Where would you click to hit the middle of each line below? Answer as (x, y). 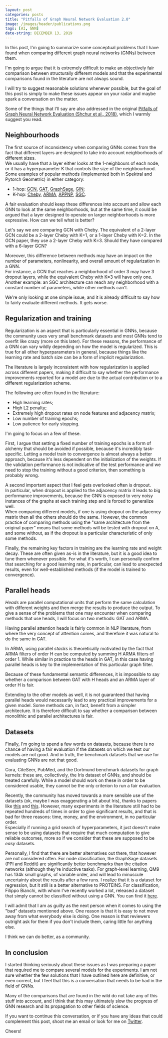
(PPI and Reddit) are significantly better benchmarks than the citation (76, 864)
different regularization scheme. (38, 383)
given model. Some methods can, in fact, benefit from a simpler (71, 706)
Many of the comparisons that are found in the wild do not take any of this (81, 996)
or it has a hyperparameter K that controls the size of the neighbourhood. (80, 168)
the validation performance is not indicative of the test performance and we (83, 465)
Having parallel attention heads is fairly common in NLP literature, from (78, 628)
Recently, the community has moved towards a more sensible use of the (79, 795)
